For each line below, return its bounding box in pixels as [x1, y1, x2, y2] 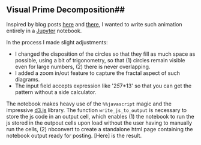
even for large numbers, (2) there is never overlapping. [14, 63, 151, 70]
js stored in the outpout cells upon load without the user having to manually [6, 119, 193, 126]
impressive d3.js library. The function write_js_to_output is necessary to [6, 106, 187, 113]
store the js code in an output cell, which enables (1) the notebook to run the [6, 113, 195, 120]
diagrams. [14, 75, 40, 83]
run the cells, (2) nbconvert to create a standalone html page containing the [6, 125, 193, 132]
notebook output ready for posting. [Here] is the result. [6, 132, 142, 139]
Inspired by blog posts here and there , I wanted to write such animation [6, 20, 182, 28]
